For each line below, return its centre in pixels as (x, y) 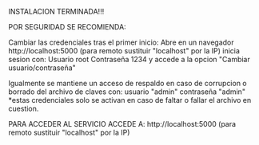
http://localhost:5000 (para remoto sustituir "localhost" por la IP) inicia (124, 51)
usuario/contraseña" (42, 68)
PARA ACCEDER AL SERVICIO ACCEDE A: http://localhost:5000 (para (122, 124)
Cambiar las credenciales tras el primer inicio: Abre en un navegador (121, 42)
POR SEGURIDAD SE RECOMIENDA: (67, 27)
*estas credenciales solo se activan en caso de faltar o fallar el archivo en (130, 100)
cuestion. (24, 108)
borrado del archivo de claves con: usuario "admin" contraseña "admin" (127, 92)
